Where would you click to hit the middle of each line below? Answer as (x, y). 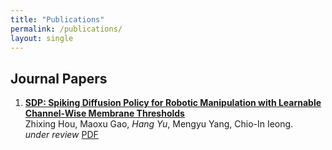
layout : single (42, 38)
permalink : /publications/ (66, 29)
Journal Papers (59, 78)
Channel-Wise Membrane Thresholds (104, 113)
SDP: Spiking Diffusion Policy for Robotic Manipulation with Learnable (173, 103)
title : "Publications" (57, 19)
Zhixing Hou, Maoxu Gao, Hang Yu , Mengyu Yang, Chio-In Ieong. (159, 124)
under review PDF (61, 135)
